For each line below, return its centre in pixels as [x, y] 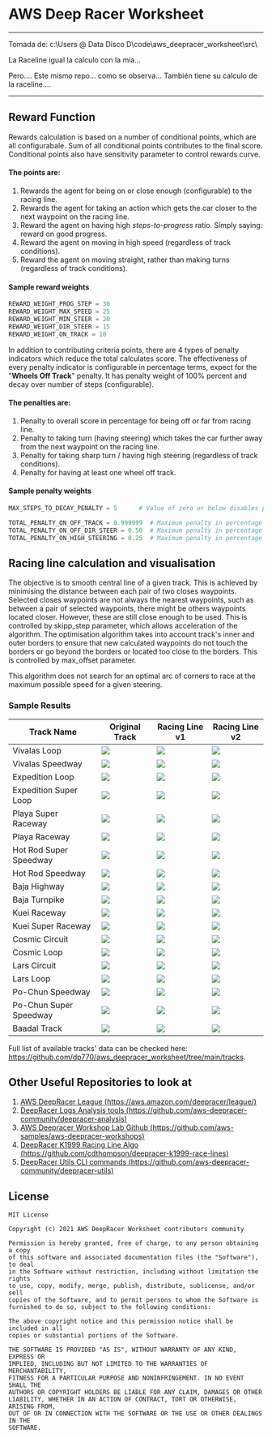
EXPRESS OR [27, 1357]
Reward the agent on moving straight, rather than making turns [125, 260]
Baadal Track [37, 1028]
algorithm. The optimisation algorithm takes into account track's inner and [132, 634]
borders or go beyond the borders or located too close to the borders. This [133, 652]
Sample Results [40, 706]
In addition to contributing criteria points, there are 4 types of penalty [124, 350]
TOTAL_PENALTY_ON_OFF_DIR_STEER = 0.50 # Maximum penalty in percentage [136, 530]
